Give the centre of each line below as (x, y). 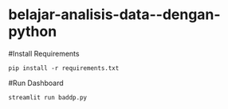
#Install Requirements (44, 53)
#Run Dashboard (36, 83)
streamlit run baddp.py (48, 97)
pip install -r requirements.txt (64, 68)
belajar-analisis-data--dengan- (114, 15)
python (33, 31)
